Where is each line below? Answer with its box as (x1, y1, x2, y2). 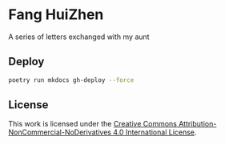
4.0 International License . (113, 127, 197, 137)
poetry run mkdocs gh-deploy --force (8, 76, 135, 84)
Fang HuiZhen (8, 6, 104, 24)
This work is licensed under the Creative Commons (8, 119, 178, 129)
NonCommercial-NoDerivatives (8, 127, 112, 137)
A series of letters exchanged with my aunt (8, 32, 150, 41)
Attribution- (179, 119, 217, 129)
